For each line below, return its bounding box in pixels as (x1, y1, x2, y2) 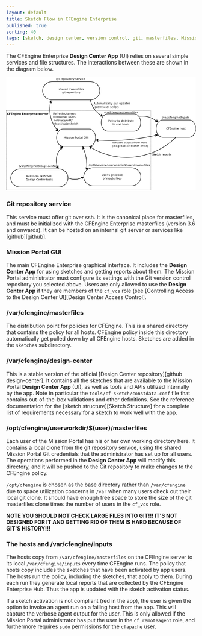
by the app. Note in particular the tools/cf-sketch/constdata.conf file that (6, 389, 191, 397)
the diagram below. (6, 65, 54, 72)
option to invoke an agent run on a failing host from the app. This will (6, 603, 176, 611)
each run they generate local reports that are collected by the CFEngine (6, 579, 184, 587)
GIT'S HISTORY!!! (6, 524, 51, 532)
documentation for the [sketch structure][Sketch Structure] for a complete (6, 402, 190, 409)
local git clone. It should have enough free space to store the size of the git (6, 494, 192, 501)
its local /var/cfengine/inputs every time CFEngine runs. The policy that (6, 560, 186, 567)
